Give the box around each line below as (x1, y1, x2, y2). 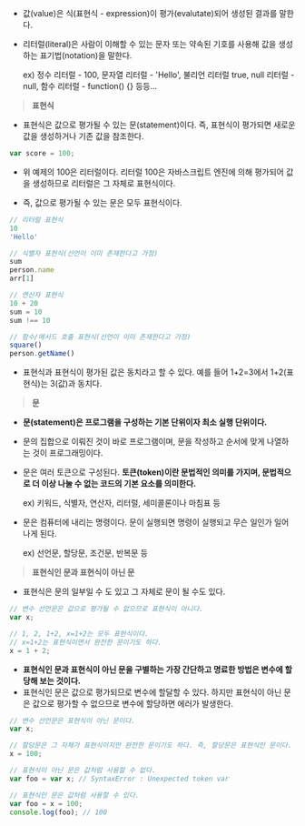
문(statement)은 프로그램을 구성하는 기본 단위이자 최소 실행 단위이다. (22, 417, 268, 428)
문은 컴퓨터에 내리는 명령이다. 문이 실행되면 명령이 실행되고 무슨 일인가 (22, 517, 272, 528)
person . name (9, 266, 54, 275)
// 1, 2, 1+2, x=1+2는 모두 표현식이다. (9, 629, 150, 639)
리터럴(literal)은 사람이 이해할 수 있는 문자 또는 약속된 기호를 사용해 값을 (22, 39, 277, 49)
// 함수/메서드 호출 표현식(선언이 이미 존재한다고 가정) (9, 332, 192, 341)
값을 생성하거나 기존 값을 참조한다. (22, 131, 144, 141)
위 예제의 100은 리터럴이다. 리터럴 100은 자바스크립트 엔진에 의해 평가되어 (22, 166, 284, 177)
